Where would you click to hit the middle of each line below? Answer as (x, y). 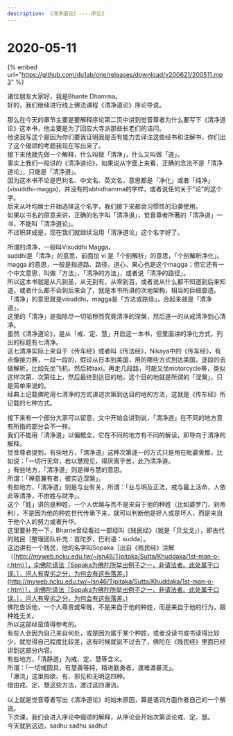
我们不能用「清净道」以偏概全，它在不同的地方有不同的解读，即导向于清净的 (116, 435)
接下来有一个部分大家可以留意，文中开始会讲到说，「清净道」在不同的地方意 (115, 417)
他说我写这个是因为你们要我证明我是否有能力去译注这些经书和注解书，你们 (113, 137)
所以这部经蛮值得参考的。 (44, 624)
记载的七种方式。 (32, 403)
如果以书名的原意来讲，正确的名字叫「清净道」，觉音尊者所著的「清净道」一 (115, 215)
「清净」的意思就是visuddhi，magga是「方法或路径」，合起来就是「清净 (110, 299)
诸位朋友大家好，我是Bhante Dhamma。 (64, 96)
